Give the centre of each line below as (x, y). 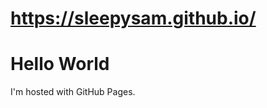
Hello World (60, 64)
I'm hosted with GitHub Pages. (73, 92)
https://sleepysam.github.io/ (133, 18)
